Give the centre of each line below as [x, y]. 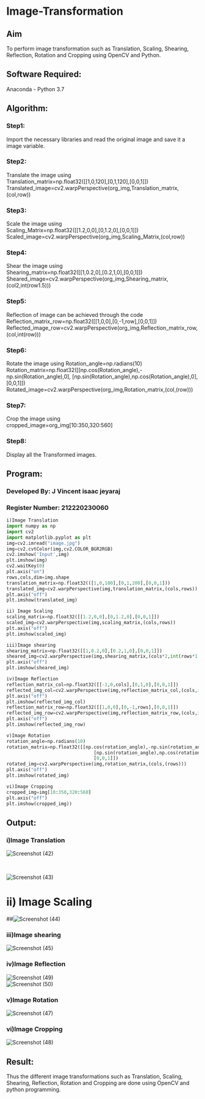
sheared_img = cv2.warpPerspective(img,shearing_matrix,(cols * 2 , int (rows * [101, 656]
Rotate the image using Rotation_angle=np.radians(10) [74, 363]
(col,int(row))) [24, 334]
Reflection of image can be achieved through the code [75, 314]
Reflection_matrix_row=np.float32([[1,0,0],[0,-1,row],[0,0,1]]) [82, 321]
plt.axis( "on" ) [26, 572]
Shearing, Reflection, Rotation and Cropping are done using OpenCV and [98, 1083]
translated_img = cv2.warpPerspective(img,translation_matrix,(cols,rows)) [102, 589]
